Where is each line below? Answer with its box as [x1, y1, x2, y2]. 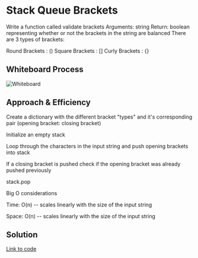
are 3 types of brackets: [6, 36, 65, 43]
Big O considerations [6, 189, 58, 196]
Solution [6, 230, 38, 240]
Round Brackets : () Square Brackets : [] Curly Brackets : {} [6, 47, 149, 54]
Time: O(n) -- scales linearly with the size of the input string [6, 201, 152, 208]
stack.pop [6, 178, 31, 185]
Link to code [6, 246, 37, 253]
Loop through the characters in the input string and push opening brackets [6, 142, 189, 149]
